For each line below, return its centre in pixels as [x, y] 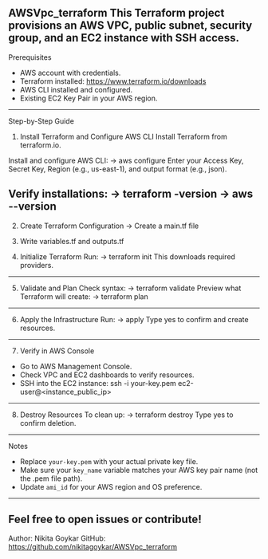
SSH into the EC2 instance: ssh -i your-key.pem [98, 383]
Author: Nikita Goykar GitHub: [57, 538]
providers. [37, 265]
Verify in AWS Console [57, 351]
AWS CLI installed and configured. [76, 89]
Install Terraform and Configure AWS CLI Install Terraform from [123, 136]
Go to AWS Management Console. [76, 366]
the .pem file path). [51, 478]
